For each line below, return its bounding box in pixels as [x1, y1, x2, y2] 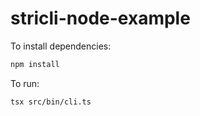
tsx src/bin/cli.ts [10, 97, 92, 107]
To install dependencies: [10, 40, 112, 52]
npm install [10, 59, 60, 69]
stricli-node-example [10, 7, 191, 30]
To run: [10, 77, 40, 89]
